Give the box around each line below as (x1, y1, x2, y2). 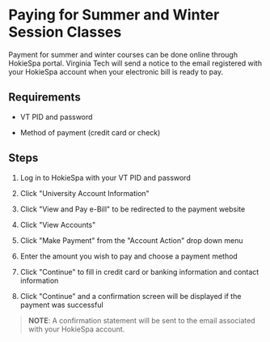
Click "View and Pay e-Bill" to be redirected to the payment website (19, 204, 246, 214)
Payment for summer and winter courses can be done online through (8, 49, 238, 59)
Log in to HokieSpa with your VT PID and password (19, 173, 192, 182)
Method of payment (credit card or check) (19, 127, 161, 137)
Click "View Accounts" (19, 220, 96, 229)
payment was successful (19, 300, 103, 310)
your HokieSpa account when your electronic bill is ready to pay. (8, 66, 224, 76)
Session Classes (8, 23, 122, 41)
